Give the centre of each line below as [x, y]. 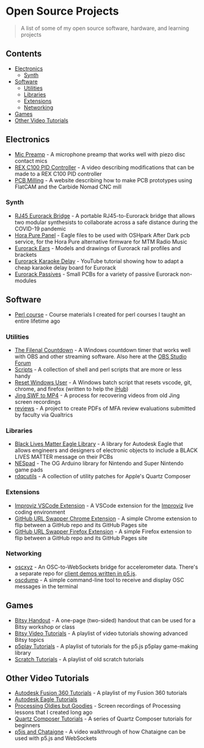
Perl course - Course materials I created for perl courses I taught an [100, 314]
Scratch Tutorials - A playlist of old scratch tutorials [79, 659]
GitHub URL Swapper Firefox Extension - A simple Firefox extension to [103, 531]
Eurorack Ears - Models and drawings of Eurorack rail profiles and [98, 248]
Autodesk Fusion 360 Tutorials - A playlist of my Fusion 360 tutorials [101, 693]
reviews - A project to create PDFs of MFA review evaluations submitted [105, 408]
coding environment [40, 512]
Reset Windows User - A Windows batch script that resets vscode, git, [103, 382]
